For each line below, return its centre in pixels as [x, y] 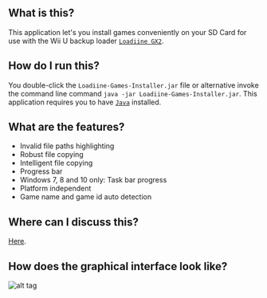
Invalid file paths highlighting [67, 146]
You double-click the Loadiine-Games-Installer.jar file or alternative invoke [133, 85]
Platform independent [55, 188]
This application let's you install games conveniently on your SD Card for [128, 32]
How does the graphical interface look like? [118, 266]
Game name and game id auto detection [86, 197]
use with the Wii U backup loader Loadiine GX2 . [86, 41]
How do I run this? [54, 66]
